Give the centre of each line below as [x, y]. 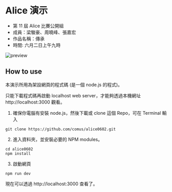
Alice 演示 [26, 11]
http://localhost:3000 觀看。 [35, 102]
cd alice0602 [19, 149]
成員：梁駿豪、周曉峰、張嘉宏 [44, 32]
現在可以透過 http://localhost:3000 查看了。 [51, 184]
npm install [18, 153]
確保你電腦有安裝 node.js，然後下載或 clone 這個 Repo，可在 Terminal [87, 113]
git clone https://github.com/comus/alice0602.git [61, 129]
